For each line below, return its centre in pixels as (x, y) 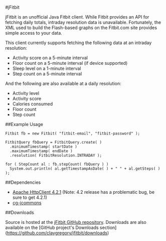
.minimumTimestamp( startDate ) (44, 147)
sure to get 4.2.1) (30, 197)
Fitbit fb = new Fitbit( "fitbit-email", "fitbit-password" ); (73, 134)
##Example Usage (24, 124)
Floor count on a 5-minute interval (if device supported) (70, 63)
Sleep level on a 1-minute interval (47, 68)
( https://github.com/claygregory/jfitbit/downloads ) (57, 233)
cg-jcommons (27, 203)
